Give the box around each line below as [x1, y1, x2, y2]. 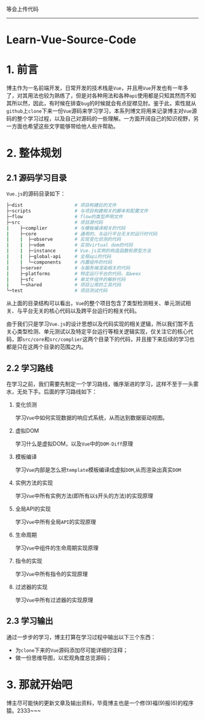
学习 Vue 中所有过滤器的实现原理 [15, 596, 93, 604]
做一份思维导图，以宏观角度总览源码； [15, 654, 112, 661]
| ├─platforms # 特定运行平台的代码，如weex [6, 270, 142, 277]
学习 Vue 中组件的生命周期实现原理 [15, 544, 99, 551]
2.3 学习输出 [6, 616, 54, 626]
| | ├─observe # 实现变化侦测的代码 [6, 237, 121, 243]
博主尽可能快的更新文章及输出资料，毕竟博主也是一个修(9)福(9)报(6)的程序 [6, 699, 194, 707]
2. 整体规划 [6, 146, 62, 161]
